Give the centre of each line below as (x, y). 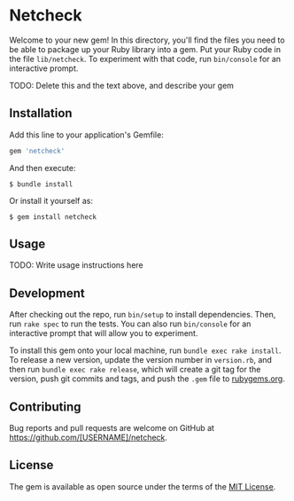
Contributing (45, 407)
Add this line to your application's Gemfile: (86, 135)
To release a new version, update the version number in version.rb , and (141, 360)
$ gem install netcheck (53, 217)
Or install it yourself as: (51, 200)
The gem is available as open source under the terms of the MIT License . (143, 486)
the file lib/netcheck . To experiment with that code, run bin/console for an (145, 59)
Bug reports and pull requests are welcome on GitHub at (112, 428)
